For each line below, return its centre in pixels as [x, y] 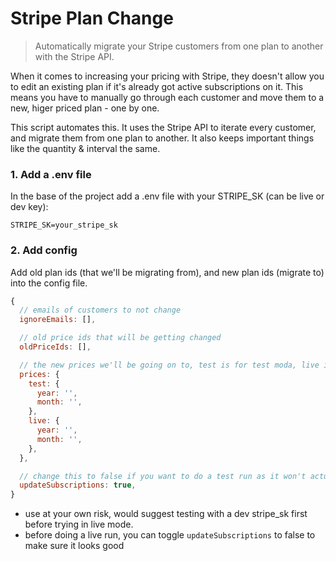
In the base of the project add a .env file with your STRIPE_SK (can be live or [167, 196]
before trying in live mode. [79, 524]
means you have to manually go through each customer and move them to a [167, 97]
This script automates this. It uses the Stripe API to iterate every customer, [163, 127]
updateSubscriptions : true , [78, 485]
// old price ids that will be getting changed [120, 338]
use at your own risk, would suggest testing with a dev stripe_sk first [166, 514]
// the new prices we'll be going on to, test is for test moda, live [169, 365]
